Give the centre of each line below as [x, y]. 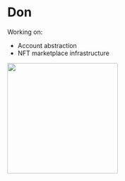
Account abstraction [47, 45]
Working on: [25, 32]
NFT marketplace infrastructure [63, 53]
